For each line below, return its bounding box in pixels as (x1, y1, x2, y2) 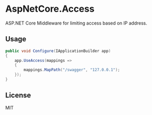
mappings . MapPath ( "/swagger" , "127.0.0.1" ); (24, 67, 120, 73)
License (5, 91, 31, 100)
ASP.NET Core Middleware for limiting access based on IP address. (5, 20, 147, 26)
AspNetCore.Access (5, 3, 95, 15)
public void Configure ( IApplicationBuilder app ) (5, 48, 111, 54)
